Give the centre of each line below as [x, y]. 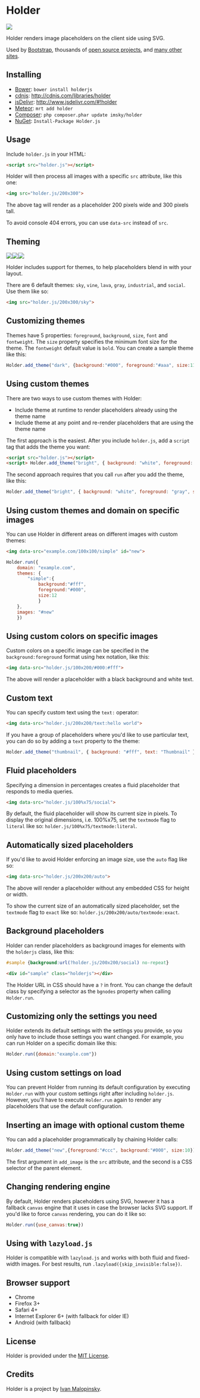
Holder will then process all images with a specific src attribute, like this [94, 176]
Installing [24, 75]
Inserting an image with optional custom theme [96, 1125]
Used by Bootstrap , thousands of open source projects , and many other [94, 50]
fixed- [182, 1258]
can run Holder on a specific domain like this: [62, 1043]
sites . [13, 56]
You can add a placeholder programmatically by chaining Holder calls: [92, 1139]
